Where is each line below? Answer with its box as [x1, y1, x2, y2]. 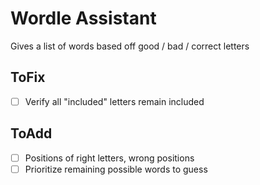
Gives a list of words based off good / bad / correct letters [10, 40, 250, 52]
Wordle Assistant [10, 7, 157, 30]
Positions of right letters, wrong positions [24, 152, 195, 164]
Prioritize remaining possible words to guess [24, 163, 208, 175]
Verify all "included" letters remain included [24, 95, 205, 107]
